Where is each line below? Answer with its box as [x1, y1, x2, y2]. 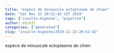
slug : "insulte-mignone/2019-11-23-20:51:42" [5, 29, 98, 34]
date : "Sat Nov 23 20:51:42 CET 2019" [5, 12, 83, 16]
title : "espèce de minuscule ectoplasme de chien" [5, 7, 110, 12]
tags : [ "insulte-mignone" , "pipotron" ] [5, 16, 86, 21]
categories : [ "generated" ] [5, 25, 60, 30]
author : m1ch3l [5, 20, 36, 26]
